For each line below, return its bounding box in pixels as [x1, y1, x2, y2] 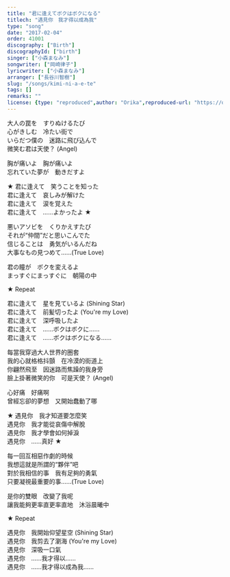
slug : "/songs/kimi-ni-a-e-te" [7, 80, 97, 87]
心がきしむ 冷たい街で [7, 127, 73, 136]
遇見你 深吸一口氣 [7, 545, 62, 554]
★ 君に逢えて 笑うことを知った [7, 182, 99, 191]
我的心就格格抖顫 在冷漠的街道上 [7, 356, 103, 365]
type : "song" [7, 23, 44, 29]
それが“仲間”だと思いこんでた [7, 231, 90, 239]
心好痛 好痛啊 [7, 388, 49, 396]
